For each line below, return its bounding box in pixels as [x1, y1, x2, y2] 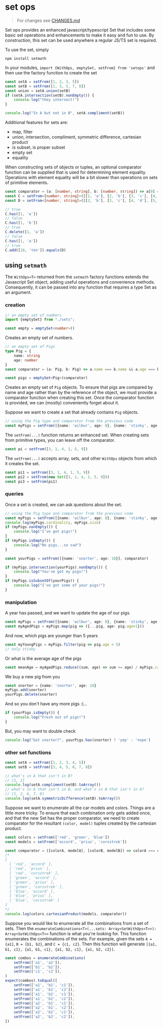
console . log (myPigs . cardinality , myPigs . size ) [5, 520, 101, 525]
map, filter [12, 129, 33, 135]
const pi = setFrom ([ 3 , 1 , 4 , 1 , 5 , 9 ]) [5, 447, 88, 451]
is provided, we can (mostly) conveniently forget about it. [5, 400, 119, 406]
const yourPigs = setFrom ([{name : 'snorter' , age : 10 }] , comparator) [5, 556, 149, 561]
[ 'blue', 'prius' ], [9, 893, 53, 899]
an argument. [5, 289, 32, 295]
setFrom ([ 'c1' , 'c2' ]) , [14, 969, 62, 974]
